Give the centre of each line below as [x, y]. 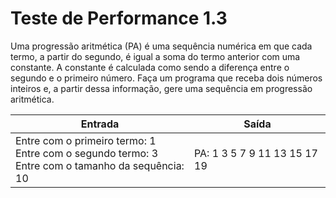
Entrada [100, 124]
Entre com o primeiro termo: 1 [86, 140]
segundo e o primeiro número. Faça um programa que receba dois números [166, 78]
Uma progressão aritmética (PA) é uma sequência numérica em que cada [161, 46]
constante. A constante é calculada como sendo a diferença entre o [150, 67]
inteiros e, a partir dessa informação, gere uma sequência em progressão [161, 88]
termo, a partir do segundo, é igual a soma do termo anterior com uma [155, 56]
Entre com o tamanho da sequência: [100, 165]
